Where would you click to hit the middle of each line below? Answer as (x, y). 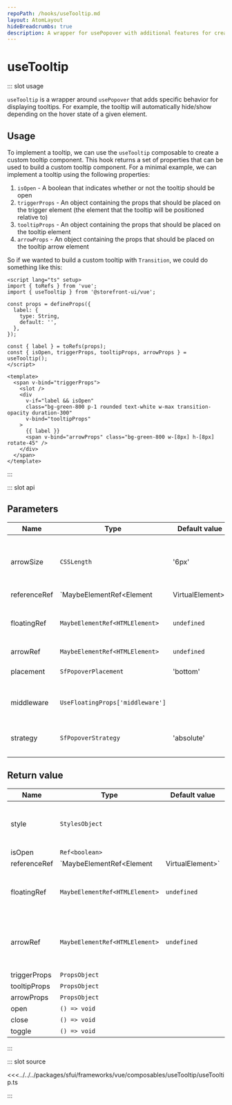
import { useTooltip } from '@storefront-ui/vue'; (81, 292)
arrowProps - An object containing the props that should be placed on (116, 239)
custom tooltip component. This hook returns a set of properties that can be (115, 160)
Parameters (33, 509)
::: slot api (21, 487)
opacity (18, 413)
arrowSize (27, 561)
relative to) (32, 217)
